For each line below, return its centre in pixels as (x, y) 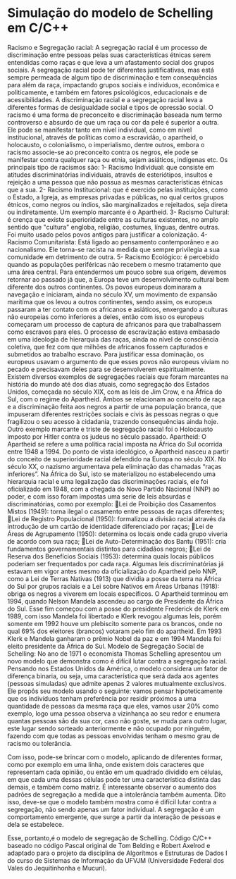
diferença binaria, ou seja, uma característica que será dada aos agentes (113, 676)
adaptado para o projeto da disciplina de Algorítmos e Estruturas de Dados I (117, 853)
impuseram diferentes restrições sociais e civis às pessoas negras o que (113, 414)
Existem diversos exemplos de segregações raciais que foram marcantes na (118, 376)
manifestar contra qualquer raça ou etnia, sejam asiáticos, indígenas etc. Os (118, 159)
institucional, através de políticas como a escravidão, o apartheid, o (105, 137)
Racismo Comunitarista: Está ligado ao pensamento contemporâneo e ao (113, 242)
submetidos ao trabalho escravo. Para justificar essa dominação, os (106, 354)
